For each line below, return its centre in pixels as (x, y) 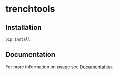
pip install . (20, 39)
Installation (23, 28)
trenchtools (30, 9)
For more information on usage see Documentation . (59, 67)
